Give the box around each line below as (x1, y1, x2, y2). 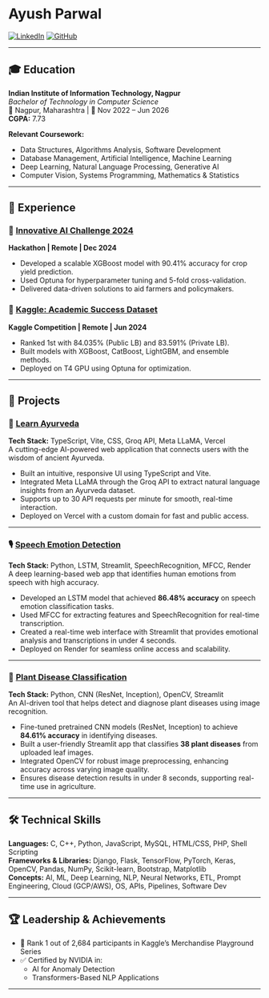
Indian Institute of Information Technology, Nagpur (8, 88, 181, 98)
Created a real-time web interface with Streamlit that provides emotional (19, 627, 259, 636)
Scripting (8, 847, 38, 856)
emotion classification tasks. (19, 601, 114, 611)
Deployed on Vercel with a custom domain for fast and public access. (19, 511, 250, 521)
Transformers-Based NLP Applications (31, 972, 159, 982)
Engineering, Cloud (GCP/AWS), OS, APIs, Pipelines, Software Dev (8, 881, 227, 891)
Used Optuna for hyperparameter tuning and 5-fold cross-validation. (19, 275, 247, 285)
